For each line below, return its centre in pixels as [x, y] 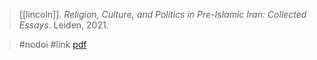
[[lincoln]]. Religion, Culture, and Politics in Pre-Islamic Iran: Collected [162, 14]
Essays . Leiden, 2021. [63, 25]
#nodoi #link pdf [52, 44]
